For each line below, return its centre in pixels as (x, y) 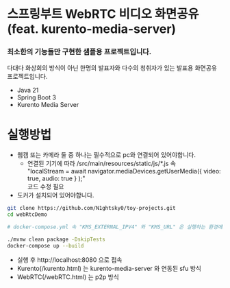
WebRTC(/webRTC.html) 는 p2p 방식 (68, 277)
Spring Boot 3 (37, 97)
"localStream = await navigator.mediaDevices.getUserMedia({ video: (124, 171)
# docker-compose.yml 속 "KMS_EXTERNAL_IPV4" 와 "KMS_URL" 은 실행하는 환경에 (115, 227)
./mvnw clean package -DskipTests (56, 240)
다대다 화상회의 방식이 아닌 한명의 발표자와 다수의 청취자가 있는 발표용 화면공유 (112, 68)
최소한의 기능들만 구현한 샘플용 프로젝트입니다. (79, 52)
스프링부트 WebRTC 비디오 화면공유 (103, 14)
